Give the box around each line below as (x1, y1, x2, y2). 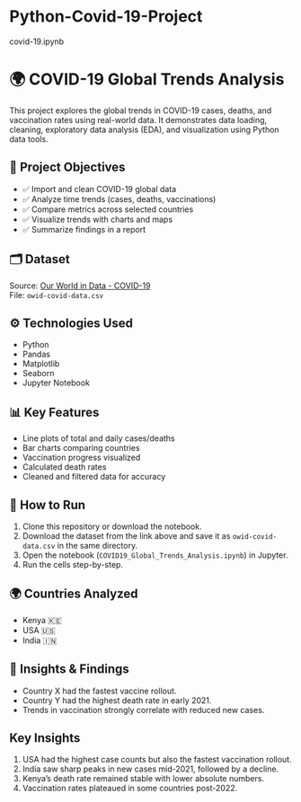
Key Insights (9, 730, 81, 745)
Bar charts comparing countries (22, 443, 141, 454)
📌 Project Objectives (9, 160, 126, 175)
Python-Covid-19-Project (9, 6, 203, 27)
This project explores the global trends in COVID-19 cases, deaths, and (9, 105, 272, 116)
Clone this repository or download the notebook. (22, 521, 202, 532)
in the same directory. (57, 540, 137, 551)
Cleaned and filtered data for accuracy (22, 472, 166, 482)
